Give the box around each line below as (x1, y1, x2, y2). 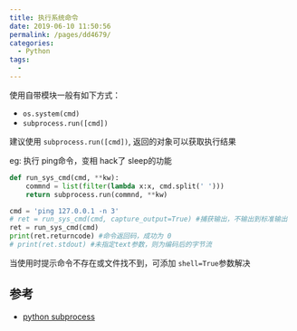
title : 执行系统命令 (9, 13, 79, 23)
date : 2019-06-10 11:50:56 (9, 22, 111, 31)
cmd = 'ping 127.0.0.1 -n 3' (9, 206, 120, 215)
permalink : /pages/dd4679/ (9, 30, 111, 39)
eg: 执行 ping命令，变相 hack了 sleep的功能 (9, 155, 172, 165)
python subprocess (22, 311, 95, 322)
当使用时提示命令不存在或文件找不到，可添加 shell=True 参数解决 (9, 257, 251, 268)
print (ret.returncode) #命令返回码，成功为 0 (9, 232, 172, 241)
